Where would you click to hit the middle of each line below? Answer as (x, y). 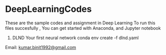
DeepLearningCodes (48, 9)
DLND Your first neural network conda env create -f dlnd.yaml (76, 38)
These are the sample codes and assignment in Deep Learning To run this (80, 23)
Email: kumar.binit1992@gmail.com (41, 47)
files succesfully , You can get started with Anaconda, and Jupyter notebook (83, 28)
